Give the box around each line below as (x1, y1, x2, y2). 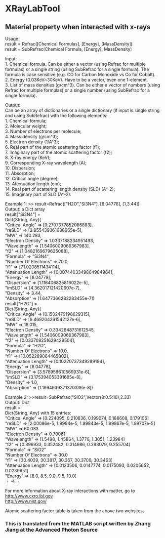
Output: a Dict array (5, 206, 45, 212)
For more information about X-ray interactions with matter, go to (5, 488, 135, 494)
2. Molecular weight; (5, 123, 47, 129)
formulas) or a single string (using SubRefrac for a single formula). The (5, 66, 149, 72)
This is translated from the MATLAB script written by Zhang (5, 520, 151, 527)
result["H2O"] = (5, 301, 38, 306)
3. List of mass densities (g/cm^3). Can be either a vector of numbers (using (5, 82, 161, 88)
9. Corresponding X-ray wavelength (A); (5, 160, 87, 166)
